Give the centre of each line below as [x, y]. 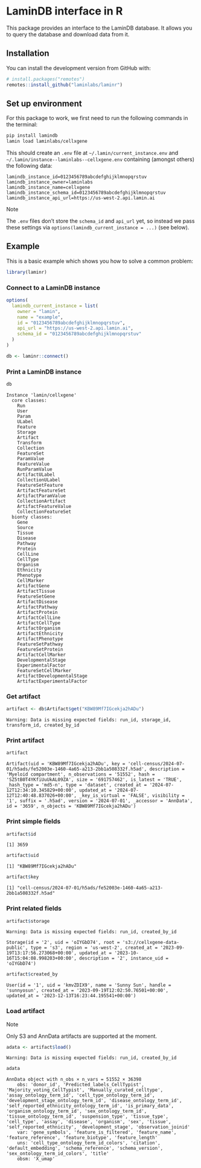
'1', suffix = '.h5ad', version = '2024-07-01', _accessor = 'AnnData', [100, 801]
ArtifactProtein [38, 612]
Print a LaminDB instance [44, 372]
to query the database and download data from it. [68, 34]
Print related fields [34, 908]
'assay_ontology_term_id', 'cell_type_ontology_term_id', [81, 1095]
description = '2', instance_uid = [124, 958]
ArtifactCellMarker [42, 655]
